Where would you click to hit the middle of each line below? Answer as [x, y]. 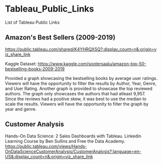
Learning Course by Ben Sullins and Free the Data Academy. [65, 141]
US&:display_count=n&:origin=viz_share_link [49, 156]
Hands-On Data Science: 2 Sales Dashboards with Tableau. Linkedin [73, 136]
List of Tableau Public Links [32, 22]
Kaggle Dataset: [21, 63]
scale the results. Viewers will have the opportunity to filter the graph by [77, 104]
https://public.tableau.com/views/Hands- [46, 146]
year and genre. [21, 109]
